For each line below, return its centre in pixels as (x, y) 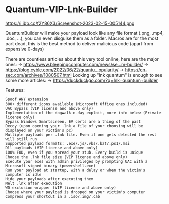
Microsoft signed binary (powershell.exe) (50, 166)
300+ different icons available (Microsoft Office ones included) (76, 104)
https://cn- (136, 70)
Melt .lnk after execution (34, 183)
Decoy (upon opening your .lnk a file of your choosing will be (74, 126)
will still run (21, 139)
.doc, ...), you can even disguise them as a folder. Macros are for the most (82, 38)
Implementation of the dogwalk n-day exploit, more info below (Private (83, 113)
